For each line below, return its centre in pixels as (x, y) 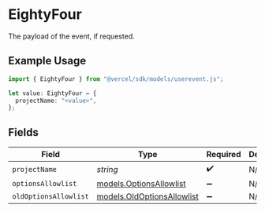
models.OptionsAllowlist (142, 184)
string (107, 169)
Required (224, 155)
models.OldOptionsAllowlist (148, 196)
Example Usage (47, 61)
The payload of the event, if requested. (72, 36)
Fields (24, 132)
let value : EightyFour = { (52, 93)
